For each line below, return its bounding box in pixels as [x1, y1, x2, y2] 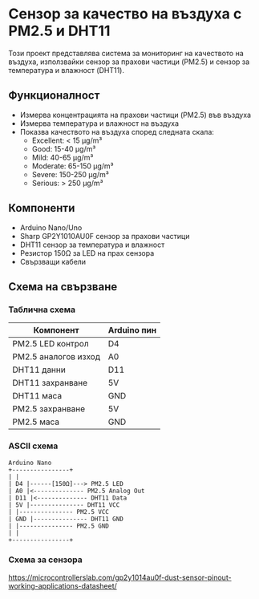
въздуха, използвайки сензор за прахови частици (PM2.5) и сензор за [8, 57, 250, 67]
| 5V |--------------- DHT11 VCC [8, 500, 120, 509]
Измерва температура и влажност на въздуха [19, 118, 179, 128]
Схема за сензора [8, 554, 83, 565]
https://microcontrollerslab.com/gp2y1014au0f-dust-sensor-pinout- [8, 573, 232, 582]
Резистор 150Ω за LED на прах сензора [19, 248, 155, 257]
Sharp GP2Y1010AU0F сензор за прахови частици [19, 231, 190, 241]
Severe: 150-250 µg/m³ [31, 169, 110, 179]
